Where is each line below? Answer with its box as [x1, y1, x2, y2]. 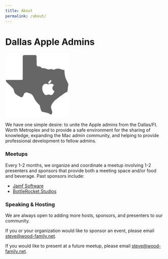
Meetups [5, 150, 28, 157]
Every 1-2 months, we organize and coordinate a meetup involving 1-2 [5, 162, 151, 168]
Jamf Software [12, 183, 44, 189]
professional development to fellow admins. [5, 138, 96, 144]
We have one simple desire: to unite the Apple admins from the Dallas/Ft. [5, 122, 158, 128]
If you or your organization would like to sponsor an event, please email [5, 228, 155, 234]
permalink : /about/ [5, 13, 47, 19]
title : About [5, 8, 33, 13]
